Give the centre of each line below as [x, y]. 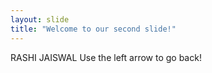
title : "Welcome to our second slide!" [93, 29]
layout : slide [40, 19]
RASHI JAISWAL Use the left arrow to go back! [106, 57]
